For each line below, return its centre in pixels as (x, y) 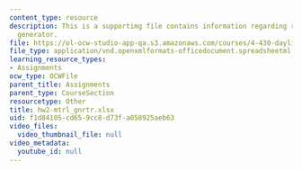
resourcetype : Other (48, 101)
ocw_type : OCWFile (44, 76)
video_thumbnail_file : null (70, 135)
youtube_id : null (50, 151)
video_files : (34, 127)
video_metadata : (40, 143)
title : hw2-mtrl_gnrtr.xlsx (62, 110)
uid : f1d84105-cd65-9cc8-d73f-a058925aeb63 (92, 118)
